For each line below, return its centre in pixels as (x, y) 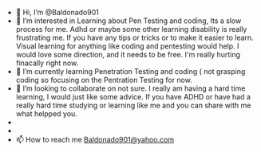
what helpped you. (46, 114)
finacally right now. (47, 63)
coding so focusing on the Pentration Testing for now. (104, 80)
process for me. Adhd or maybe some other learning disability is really (131, 29)
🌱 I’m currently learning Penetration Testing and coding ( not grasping (130, 71)
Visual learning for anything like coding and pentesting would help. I (127, 46)
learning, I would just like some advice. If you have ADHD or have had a (133, 97)
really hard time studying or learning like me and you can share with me (133, 105)
